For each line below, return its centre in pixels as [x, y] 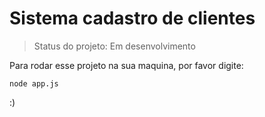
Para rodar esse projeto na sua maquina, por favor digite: [126, 65]
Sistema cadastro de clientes [132, 18]
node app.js [34, 83]
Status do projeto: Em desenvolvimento [114, 46]
